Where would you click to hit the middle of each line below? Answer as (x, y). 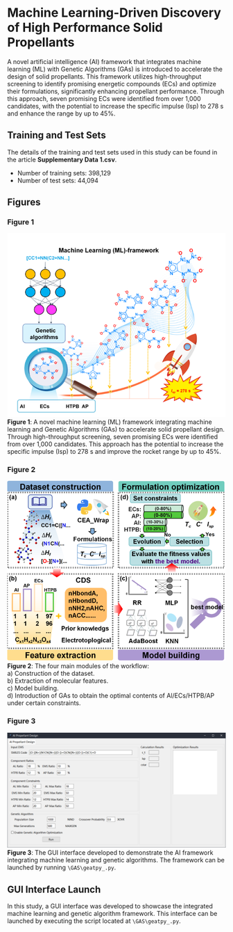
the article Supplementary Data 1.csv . (62, 159)
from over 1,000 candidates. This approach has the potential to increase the (115, 444)
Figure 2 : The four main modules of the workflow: (78, 666)
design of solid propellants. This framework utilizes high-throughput (104, 76)
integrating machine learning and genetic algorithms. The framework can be (116, 860)
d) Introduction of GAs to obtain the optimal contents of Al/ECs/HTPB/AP (111, 696)
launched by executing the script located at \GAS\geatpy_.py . (94, 921)
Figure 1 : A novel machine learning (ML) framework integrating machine (110, 422)
